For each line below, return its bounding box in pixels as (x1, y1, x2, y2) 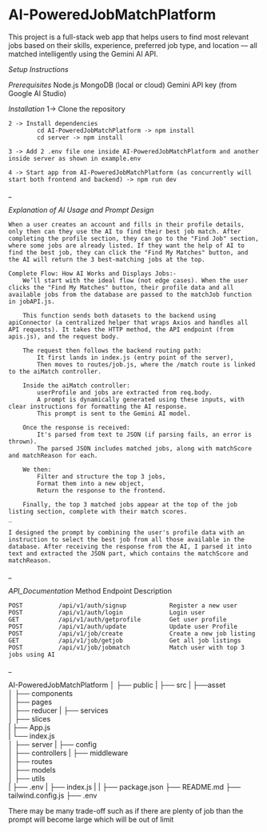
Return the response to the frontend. (37, 486, 166, 494)
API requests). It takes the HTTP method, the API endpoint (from (8, 326, 234, 334)
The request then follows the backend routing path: (22, 346, 202, 354)
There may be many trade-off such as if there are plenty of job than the (8, 806, 244, 815)
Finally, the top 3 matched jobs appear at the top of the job (22, 500, 238, 509)
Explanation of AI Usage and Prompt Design (8, 205, 154, 214)
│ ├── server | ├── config (8, 739, 98, 749)
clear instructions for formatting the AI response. (8, 402, 188, 410)
